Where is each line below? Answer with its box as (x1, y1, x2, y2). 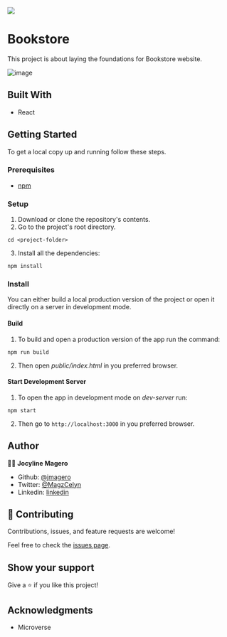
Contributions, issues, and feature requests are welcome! (7, 527, 176, 536)
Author (7, 440, 39, 452)
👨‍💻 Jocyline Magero (7, 459, 68, 467)
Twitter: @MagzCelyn (17, 480, 82, 488)
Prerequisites (7, 165, 55, 175)
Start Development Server (7, 378, 87, 386)
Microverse (17, 623, 51, 632)
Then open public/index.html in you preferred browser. (17, 361, 179, 370)
